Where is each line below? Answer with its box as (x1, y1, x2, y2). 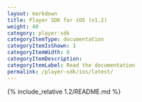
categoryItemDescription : (7, 56, 82, 62)
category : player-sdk (7, 29, 70, 37)
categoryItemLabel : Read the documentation (7, 62, 136, 69)
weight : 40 (7, 23, 39, 30)
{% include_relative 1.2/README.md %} (7, 87, 121, 96)
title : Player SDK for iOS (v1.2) (7, 17, 108, 24)
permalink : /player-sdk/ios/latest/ (7, 68, 113, 75)
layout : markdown (7, 10, 58, 17)
